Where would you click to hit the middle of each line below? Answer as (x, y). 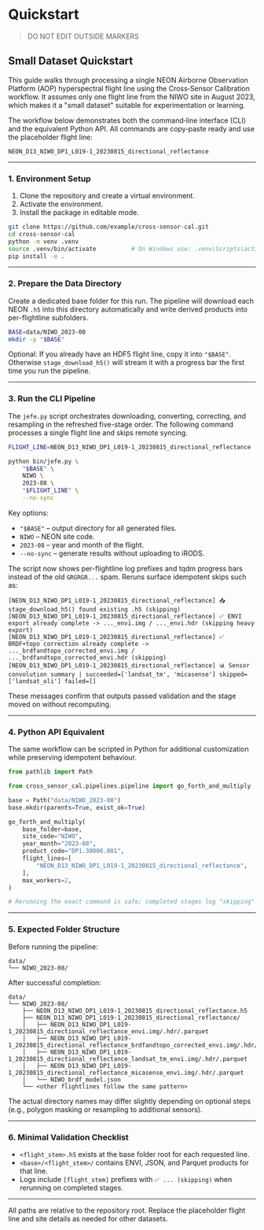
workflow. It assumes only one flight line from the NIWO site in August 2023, (132, 97)
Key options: (28, 512)
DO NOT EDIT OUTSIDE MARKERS (83, 36)
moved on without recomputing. (60, 704)
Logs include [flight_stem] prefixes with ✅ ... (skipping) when (126, 1179)
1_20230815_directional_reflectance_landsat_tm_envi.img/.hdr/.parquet (128, 1059)
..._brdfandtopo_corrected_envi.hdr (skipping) (88, 657)
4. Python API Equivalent (57, 732)
